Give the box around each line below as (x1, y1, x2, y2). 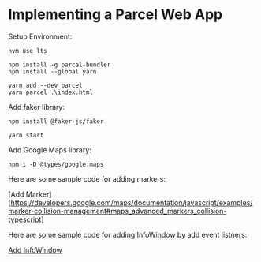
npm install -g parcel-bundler (8, 61, 111, 69)
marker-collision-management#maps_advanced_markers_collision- (8, 206, 227, 215)
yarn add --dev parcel (8, 81, 83, 89)
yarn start (8, 131, 44, 139)
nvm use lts (8, 47, 47, 54)
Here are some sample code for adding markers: (8, 174, 166, 183)
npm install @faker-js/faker (8, 117, 104, 125)
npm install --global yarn (8, 67, 97, 76)
